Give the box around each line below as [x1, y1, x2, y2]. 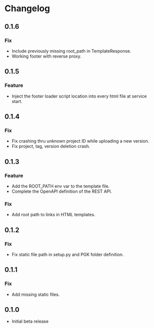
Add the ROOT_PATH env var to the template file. [11, 183, 110, 189]
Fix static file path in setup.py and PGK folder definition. [11, 251, 124, 257]
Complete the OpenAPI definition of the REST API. [11, 188, 113, 194]
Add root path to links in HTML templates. [11, 212, 96, 218]
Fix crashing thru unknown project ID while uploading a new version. [11, 138, 150, 144]
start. [11, 98, 22, 104]
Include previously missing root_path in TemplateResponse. [11, 48, 132, 54]
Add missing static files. [11, 291, 60, 297]
